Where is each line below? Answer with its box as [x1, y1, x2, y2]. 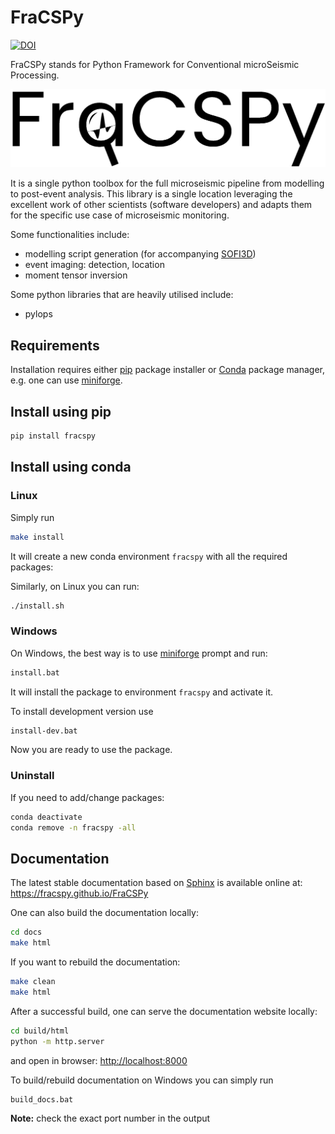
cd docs [10, 927, 43, 938]
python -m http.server [10, 1036, 105, 1046]
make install [10, 532, 65, 542]
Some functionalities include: [10, 229, 130, 241]
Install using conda [10, 459, 132, 476]
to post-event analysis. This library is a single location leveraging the [10, 188, 293, 200]
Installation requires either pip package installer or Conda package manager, [10, 364, 326, 376]
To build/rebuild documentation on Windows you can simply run [10, 1074, 274, 1086]
